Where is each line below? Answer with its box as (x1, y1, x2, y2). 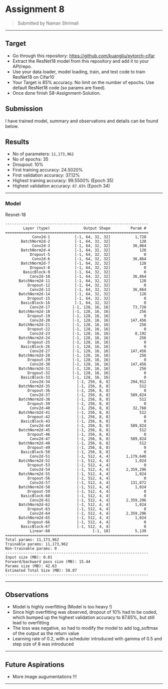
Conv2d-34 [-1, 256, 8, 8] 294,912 (29, 379, 146, 384)
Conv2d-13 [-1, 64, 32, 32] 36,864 (29, 287, 146, 292)
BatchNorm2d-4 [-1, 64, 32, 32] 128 (20, 247, 146, 253)
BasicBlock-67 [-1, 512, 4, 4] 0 (20, 524, 146, 529)
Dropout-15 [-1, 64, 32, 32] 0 (27, 296, 146, 301)
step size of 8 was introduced (12, 641, 74, 647)
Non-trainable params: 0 (5, 546, 57, 551)
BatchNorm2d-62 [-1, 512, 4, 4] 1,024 (18, 502, 146, 507)
